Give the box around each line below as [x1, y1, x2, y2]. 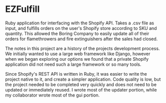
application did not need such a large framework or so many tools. [5, 61, 142, 67]
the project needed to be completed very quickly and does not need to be [5, 81, 157, 88]
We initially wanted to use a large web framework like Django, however [5, 51, 151, 57]
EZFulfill [5, 3, 40, 15]
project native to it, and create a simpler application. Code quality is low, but [5, 76, 161, 82]
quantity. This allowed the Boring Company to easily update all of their [5, 30, 150, 36]
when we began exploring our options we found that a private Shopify [5, 56, 149, 62]
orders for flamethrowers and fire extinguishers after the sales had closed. [5, 36, 158, 42]
